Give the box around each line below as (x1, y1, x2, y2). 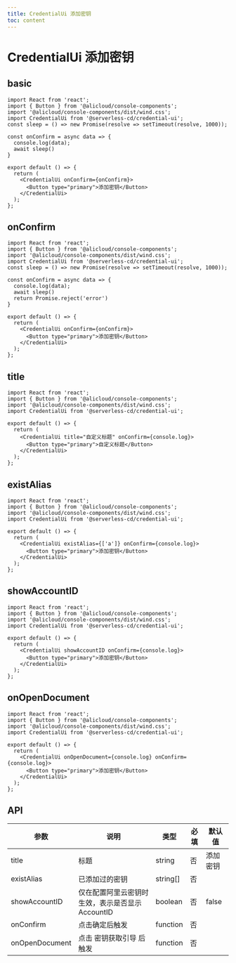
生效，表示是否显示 (78, 898, 142, 908)
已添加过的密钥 (78, 874, 128, 884)
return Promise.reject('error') (13, 295, 109, 302)
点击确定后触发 (78, 920, 128, 930)
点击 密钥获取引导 (78, 933, 137, 943)
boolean (155, 897, 183, 907)
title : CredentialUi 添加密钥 (7, 10, 91, 18)
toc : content (7, 17, 46, 24)
